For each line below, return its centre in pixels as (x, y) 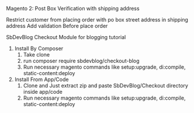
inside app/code (43, 92)
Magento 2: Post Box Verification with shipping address (73, 8)
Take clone (37, 54)
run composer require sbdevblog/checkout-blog (81, 61)
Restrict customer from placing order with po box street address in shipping (97, 20)
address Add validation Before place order (57, 26)
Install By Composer (39, 48)
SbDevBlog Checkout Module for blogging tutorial (66, 37)
